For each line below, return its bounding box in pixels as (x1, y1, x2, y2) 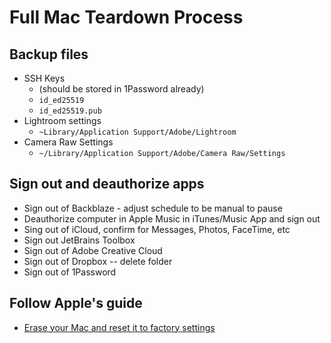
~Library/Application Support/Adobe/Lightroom (38, 127, 237, 137)
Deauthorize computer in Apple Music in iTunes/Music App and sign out (23, 212, 321, 225)
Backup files (9, 46, 89, 63)
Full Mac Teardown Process (9, 6, 244, 29)
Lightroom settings (23, 115, 102, 126)
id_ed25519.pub (38, 106, 102, 116)
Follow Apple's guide (9, 295, 143, 312)
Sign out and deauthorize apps (9, 176, 205, 193)
